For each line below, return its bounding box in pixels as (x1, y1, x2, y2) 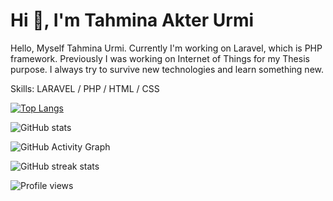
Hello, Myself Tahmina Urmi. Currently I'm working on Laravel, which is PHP (10, 42, 323, 54)
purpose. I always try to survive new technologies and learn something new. (10, 63, 325, 75)
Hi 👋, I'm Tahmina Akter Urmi (10, 9, 255, 32)
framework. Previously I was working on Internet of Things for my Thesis (10, 52, 310, 64)
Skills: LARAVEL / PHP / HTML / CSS (10, 82, 160, 94)
